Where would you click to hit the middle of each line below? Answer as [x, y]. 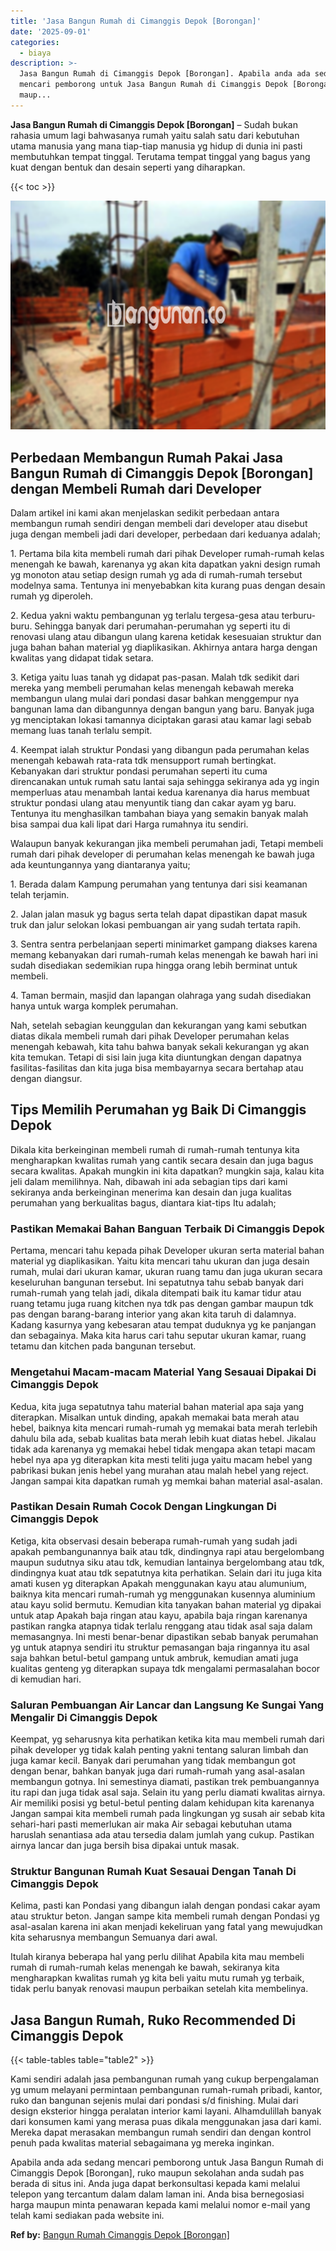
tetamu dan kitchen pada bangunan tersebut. [103, 1346]
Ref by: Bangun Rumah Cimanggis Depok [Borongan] [120, 2235]
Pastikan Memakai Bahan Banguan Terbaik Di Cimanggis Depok [167, 1228]
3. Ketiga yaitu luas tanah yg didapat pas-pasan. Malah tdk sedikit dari [155, 677]
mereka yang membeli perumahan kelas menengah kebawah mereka [152, 688]
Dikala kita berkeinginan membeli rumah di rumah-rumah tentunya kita [155, 1149]
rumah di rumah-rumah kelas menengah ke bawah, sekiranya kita [145, 1967]
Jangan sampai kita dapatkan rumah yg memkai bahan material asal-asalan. [166, 1481]
